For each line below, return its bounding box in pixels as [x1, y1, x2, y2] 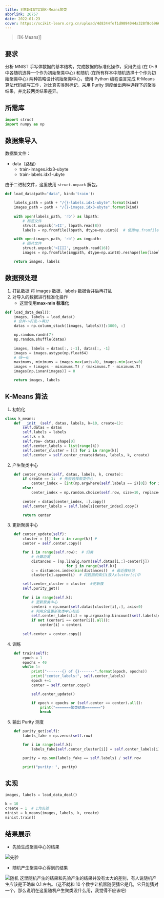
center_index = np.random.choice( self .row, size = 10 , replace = [31, 490, 161, 495]
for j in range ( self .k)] [66, 563, 117, 569]
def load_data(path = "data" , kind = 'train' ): [5, 192, 95, 197]
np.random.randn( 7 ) [14, 332, 54, 337]
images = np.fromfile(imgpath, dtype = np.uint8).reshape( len [22, 250, 147, 255]
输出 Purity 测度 [12, 719, 44, 725]
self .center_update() [31, 692, 76, 697]
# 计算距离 [31, 554, 50, 559]
